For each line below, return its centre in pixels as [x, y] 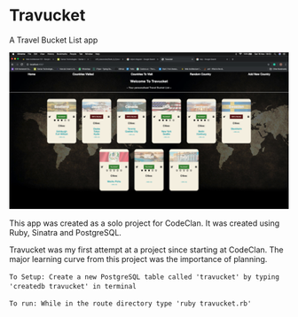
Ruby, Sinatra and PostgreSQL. [66, 233]
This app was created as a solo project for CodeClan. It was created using [145, 223]
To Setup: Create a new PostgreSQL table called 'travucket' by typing [144, 277]
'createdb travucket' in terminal [73, 287]
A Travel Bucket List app [54, 40]
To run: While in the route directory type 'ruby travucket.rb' [130, 304]
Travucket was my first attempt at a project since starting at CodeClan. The [146, 250]
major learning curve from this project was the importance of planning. [138, 259]
